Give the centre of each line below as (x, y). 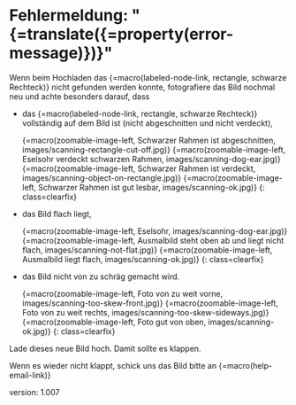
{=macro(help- (245, 365)
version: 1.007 (34, 392)
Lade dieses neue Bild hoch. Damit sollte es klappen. (105, 348)
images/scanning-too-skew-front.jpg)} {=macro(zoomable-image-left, (150, 303)
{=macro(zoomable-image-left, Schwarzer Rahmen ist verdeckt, (139, 168)
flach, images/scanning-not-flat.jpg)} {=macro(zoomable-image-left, (147, 250)
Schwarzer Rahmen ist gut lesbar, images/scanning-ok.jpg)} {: (152, 187)
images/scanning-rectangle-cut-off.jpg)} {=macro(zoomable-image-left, (154, 149)
